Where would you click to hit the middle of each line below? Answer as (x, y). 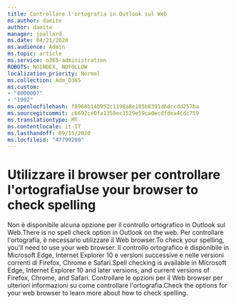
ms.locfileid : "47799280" (46, 140)
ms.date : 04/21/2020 (38, 41)
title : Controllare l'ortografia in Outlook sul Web (87, 14)
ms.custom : (24, 87)
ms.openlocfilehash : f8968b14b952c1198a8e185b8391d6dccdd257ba (103, 107)
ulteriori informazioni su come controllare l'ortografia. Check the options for (118, 285)
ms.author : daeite (35, 21)
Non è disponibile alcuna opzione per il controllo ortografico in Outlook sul (117, 225)
